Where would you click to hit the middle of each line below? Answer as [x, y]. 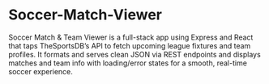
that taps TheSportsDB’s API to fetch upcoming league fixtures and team [130, 45]
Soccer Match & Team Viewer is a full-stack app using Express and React [131, 37]
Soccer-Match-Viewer [85, 15]
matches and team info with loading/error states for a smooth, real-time [128, 63]
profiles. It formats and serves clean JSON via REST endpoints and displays [134, 54]
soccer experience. [41, 71]
